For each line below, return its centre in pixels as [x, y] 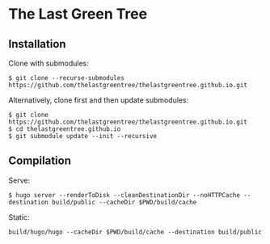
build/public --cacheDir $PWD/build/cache [124, 202]
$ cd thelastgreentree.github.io [65, 129]
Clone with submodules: [49, 63]
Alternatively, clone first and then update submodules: [99, 100]
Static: [19, 217]
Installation [37, 44]
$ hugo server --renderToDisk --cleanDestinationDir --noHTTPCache [124, 195]
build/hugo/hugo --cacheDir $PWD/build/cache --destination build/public [135, 232]
